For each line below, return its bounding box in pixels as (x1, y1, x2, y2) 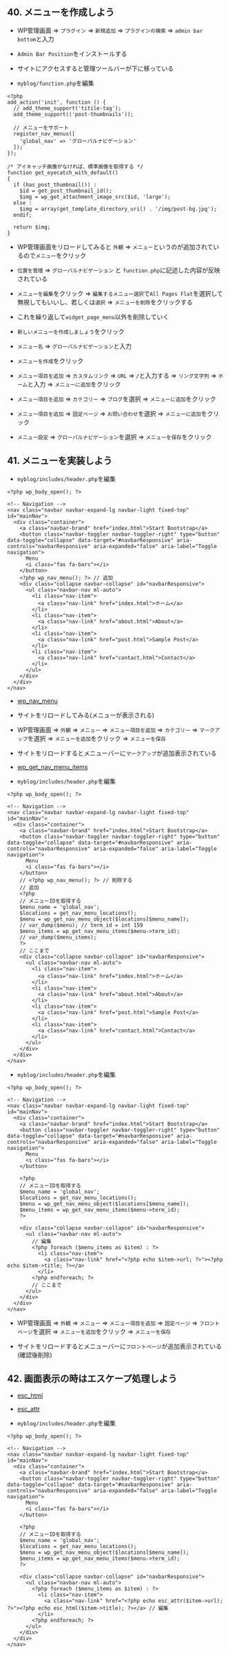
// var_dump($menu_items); (19, 934, 97, 941)
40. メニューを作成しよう (7, 6, 115, 19)
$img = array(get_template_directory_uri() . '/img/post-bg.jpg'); (19, 205, 217, 212)
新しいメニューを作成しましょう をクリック (17, 327, 125, 335)
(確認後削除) (17, 1351, 53, 1359)
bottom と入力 (17, 35, 54, 43)
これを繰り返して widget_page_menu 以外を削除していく (17, 312, 169, 321)
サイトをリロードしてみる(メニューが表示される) (17, 711, 155, 719)
